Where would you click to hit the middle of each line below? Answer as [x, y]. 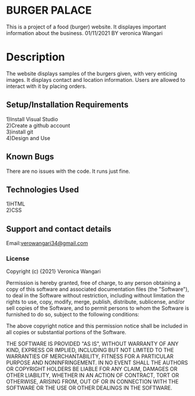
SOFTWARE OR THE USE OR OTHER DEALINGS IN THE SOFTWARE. [89, 388]
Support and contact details [59, 229]
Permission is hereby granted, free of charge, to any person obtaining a [93, 283]
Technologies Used [42, 190]
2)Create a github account [38, 125]
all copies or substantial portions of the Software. [66, 332]
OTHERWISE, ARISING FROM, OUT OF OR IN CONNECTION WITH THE [92, 382]
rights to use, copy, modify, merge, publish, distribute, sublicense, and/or [95, 302]
